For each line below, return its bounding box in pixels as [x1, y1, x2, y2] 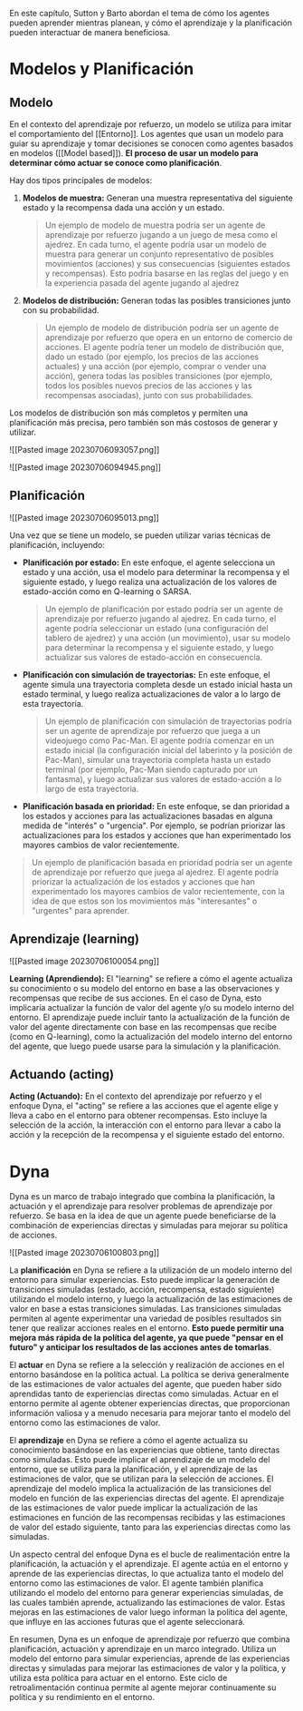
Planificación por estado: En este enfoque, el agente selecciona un [22, 557, 276, 568]
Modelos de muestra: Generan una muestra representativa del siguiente [22, 192, 294, 203]
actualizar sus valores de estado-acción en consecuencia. [44, 651, 263, 662]
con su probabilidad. [22, 305, 99, 316]
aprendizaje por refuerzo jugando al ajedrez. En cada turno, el [44, 612, 277, 624]
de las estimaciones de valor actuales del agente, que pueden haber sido [9, 1379, 282, 1390]
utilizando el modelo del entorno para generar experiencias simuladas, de [9, 1588, 284, 1599]
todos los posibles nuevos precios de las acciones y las [44, 380, 252, 391]
